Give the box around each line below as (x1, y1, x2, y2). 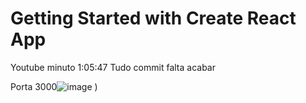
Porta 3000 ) (10, 80, 98, 92)
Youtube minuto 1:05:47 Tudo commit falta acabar (10, 61, 216, 73)
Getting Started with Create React (10, 7, 297, 30)
